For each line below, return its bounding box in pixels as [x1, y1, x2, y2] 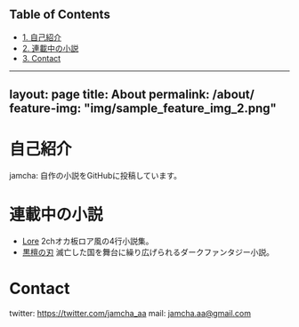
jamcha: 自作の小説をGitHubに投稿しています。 [9, 171, 182, 181]
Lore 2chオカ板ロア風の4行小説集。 [21, 235, 154, 247]
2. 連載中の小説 [21, 43, 79, 53]
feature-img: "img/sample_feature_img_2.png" [9, 101, 278, 116]
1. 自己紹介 [21, 31, 62, 43]
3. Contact [21, 52, 61, 63]
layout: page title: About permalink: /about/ [9, 87, 255, 102]
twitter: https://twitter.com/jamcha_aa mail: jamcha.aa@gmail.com [9, 308, 252, 319]
